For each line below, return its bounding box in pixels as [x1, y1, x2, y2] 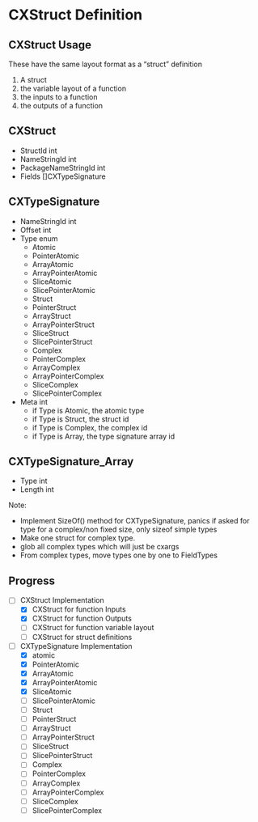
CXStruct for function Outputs [32, 613, 132, 624]
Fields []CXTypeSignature [19, 172, 107, 181]
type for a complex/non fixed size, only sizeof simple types [19, 524, 218, 535]
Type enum [19, 233, 58, 244]
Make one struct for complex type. [19, 533, 136, 543]
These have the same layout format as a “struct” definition [8, 59, 202, 69]
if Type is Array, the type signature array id [32, 431, 176, 441]
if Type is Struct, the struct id [32, 414, 129, 424]
